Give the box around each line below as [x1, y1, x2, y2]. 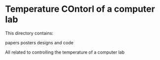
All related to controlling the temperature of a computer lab [5, 49, 125, 55]
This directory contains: [5, 30, 53, 36]
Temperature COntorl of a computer [5, 3, 156, 15]
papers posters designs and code [5, 39, 74, 45]
